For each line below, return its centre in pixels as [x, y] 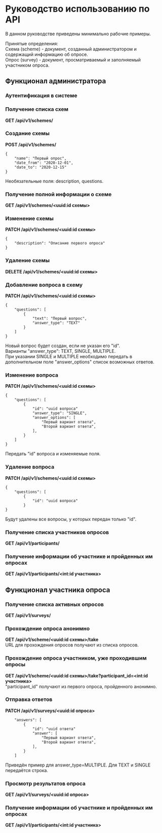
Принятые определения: [32, 43]
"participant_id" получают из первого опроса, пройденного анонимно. [81, 686]
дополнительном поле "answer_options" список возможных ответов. [80, 362]
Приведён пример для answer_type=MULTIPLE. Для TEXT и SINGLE [78, 765]
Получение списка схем [37, 109]
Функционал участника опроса [58, 590]
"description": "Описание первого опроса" [60, 243]
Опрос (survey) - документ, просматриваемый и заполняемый [73, 59]
